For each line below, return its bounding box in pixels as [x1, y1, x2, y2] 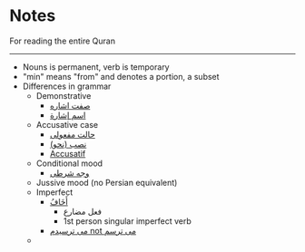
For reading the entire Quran [9, 35, 116, 46]
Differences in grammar [22, 81, 112, 92]
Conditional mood [35, 158, 103, 169]
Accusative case [35, 119, 98, 130]
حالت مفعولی [49, 129, 95, 140]
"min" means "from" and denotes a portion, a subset [22, 71, 220, 82]
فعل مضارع [63, 206, 103, 217]
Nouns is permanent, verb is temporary [22, 61, 170, 73]
